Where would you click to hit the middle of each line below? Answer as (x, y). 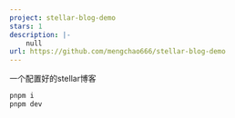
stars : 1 (26, 26)
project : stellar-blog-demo (63, 18)
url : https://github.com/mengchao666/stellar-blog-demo (117, 52)
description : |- (40, 34)
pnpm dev (26, 104)
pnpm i (22, 96)
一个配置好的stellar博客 (53, 79)
